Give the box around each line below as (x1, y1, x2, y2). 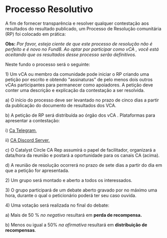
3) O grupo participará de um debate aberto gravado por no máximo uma (5, 187, 157, 193)
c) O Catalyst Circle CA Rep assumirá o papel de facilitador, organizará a (5, 147, 156, 153)
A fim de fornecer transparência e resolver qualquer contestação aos (5, 20, 149, 26)
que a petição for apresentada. (5, 167, 70, 173)
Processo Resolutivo (5, 4, 93, 15)
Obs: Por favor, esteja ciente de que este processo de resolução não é (5, 40, 153, 46)
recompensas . (5, 227, 36, 233)
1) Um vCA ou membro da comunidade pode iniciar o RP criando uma (5, 71, 149, 77)
